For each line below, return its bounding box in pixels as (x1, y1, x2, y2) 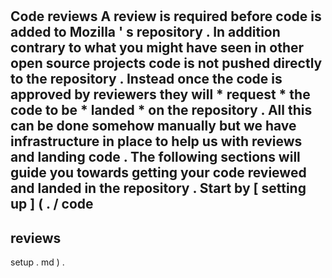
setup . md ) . (10, 256, 65, 268)
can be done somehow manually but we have (10, 118, 297, 135)
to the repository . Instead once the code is (10, 71, 283, 88)
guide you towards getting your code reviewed (10, 164, 307, 182)
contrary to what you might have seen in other (10, 39, 305, 57)
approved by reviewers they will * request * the (10, 86, 311, 103)
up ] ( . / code (10, 196, 94, 213)
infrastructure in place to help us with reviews (10, 133, 303, 150)
